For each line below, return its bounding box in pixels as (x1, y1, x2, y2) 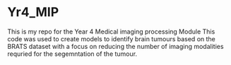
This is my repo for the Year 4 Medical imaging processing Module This (7, 27, 215, 36)
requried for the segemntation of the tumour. (7, 50, 138, 58)
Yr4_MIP (7, 4, 59, 20)
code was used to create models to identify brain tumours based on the (7, 34, 215, 43)
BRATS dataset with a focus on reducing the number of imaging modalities (7, 42, 224, 50)
